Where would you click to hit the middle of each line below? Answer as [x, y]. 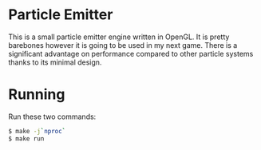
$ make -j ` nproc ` [37, 131]
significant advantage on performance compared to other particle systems [131, 53]
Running [37, 95]
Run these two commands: [52, 116]
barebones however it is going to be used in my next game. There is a [123, 45]
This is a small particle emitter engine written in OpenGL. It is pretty [119, 37]
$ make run [26, 138]
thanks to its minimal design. [55, 62]
